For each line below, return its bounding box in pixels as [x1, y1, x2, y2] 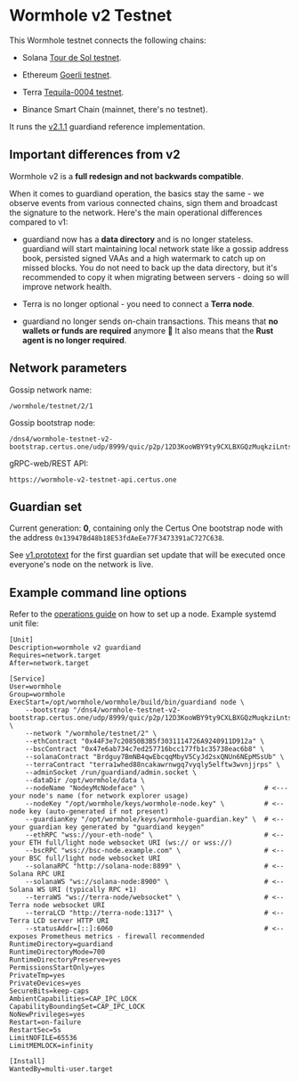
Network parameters [9, 360, 127, 376]
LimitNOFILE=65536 [9, 1034, 77, 1043]
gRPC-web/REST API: [9, 458, 89, 468]
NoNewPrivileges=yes [9, 1010, 86, 1020]
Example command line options [9, 585, 187, 600]
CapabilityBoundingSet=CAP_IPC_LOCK [9, 1003, 145, 1012]
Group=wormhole [9, 690, 66, 699]
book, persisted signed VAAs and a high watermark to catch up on [21, 252, 266, 263]
